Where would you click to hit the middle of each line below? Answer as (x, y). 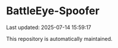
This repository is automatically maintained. (59, 39)
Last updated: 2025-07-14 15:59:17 (49, 27)
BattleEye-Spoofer (53, 11)
